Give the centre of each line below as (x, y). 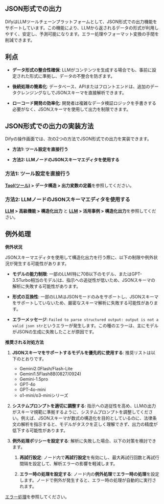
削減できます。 (20, 40)
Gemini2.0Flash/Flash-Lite (46, 368)
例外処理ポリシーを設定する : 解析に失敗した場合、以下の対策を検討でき (84, 441)
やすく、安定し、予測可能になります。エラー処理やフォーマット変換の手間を (82, 34)
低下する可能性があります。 (40, 430)
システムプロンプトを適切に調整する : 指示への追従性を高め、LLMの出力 (84, 406)
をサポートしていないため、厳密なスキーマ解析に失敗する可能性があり (83, 303)
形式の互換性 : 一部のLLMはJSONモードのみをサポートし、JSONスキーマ (85, 296)
